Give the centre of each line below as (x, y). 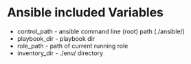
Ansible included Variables (85, 13)
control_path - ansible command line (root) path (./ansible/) (101, 31)
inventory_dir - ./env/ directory (60, 53)
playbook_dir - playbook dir (56, 38)
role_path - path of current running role (72, 46)
